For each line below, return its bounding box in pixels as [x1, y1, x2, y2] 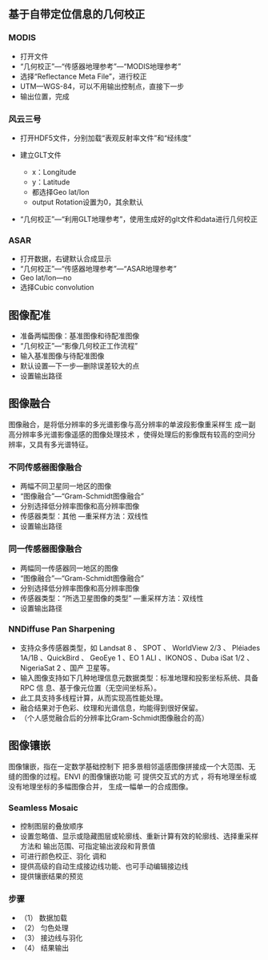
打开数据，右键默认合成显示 [19, 254, 112, 264]
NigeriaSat [19, 663, 55, 672]
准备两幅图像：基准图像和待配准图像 [19, 331, 140, 341]
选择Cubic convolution [19, 283, 94, 292]
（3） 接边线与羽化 [19, 933, 83, 943]
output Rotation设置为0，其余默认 [31, 197, 144, 207]
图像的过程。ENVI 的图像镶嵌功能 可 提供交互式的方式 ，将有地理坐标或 [22, 772, 258, 781]
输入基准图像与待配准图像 [19, 351, 105, 361]
